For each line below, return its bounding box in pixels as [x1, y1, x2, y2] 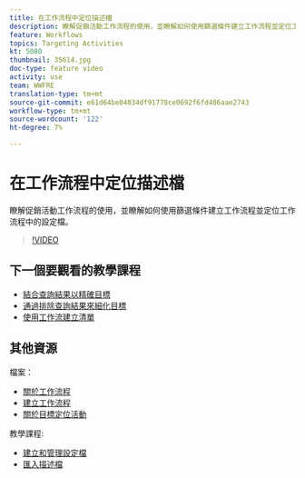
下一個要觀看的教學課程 [9, 263, 141, 278]
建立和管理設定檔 [22, 447, 87, 458]
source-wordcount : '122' [9, 115, 103, 124]
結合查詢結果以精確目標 [22, 288, 111, 300]
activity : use [9, 73, 64, 82]
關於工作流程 [22, 385, 71, 396]
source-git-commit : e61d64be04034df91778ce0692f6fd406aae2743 [9, 97, 250, 107]
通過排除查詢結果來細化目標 [22, 300, 127, 311]
